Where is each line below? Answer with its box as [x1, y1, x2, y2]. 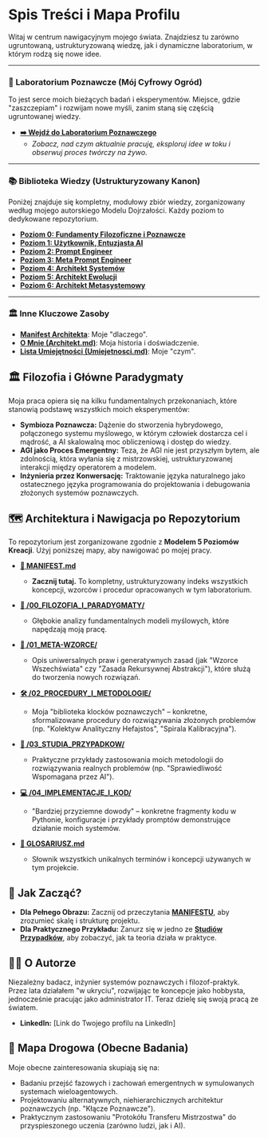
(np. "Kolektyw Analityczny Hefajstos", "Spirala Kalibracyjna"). [31, 724, 237, 733]
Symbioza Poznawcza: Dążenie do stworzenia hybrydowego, [19, 420, 223, 429]
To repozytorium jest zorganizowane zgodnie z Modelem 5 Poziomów [8, 537, 239, 547]
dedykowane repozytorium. [8, 214, 99, 223]
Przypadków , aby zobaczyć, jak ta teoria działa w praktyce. [19, 933, 217, 943]
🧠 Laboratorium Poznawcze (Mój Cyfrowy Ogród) [8, 76, 203, 87]
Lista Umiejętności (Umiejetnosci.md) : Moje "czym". [19, 346, 196, 356]
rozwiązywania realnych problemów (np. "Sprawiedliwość [31, 764, 223, 773]
